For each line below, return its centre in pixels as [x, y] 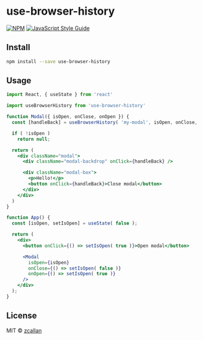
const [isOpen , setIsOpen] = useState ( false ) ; [75, 224]
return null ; [34, 139]
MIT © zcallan [24, 330]
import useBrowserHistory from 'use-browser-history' [76, 106]
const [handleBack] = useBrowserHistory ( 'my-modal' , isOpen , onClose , [105, 123]
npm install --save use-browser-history [59, 61]
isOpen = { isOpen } [49, 262]
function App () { [28, 218]
